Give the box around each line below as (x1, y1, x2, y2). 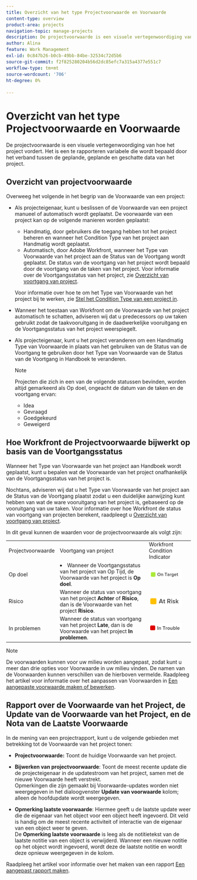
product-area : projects (6, 22, 64, 28)
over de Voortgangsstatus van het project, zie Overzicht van (23, 271, 169, 278)
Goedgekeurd (23, 414, 57, 422)
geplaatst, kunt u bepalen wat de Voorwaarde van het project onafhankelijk (6, 468, 188, 475)
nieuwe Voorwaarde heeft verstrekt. (14, 776, 101, 783)
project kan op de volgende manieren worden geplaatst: (14, 216, 151, 223)
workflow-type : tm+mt (6, 65, 59, 71)
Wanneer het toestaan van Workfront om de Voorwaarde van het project (14, 307, 189, 314)
